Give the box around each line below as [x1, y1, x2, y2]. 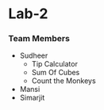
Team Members [8, 33, 70, 44]
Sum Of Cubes [31, 68, 80, 78]
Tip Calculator [31, 59, 78, 69]
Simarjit [19, 93, 45, 103]
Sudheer [19, 51, 48, 60]
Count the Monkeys [31, 76, 97, 85]
